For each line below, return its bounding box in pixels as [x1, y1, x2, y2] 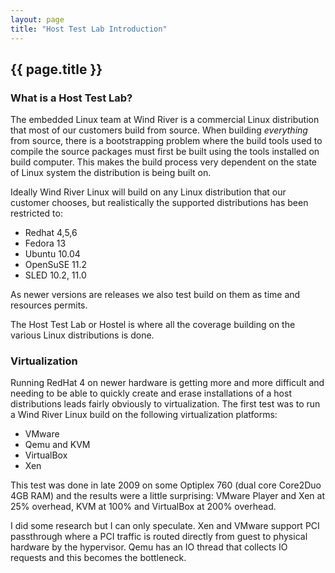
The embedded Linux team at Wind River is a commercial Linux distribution [10, 114, 320, 126]
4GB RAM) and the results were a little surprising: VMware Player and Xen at [10, 490, 325, 502]
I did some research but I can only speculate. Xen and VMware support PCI [10, 520, 320, 532]
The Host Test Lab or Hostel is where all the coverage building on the [10, 319, 296, 331]
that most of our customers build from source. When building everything [10, 124, 308, 136]
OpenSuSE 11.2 [24, 259, 88, 271]
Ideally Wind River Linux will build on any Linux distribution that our [10, 186, 287, 198]
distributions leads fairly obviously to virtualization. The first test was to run [10, 398, 321, 410]
